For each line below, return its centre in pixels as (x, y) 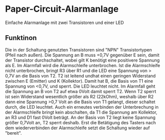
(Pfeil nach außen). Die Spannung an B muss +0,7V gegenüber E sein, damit (82, 55)
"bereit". (14, 133)
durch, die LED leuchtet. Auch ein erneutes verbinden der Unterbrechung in (82, 107)
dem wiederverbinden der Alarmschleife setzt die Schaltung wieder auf (78, 128)
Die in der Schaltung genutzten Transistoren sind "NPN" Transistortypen (79, 49)
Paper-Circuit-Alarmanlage (62, 9)
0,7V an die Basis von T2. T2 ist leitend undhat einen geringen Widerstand (81, 76)
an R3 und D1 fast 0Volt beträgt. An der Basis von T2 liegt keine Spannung (81, 117)
